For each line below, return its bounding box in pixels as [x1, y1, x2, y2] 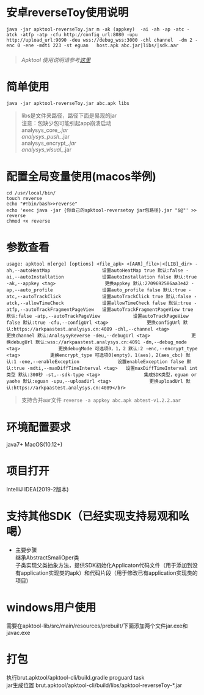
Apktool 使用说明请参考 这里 [21, 56, 91, 63]
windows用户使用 [6, 601, 97, 615]
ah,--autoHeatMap [6, 267, 51, 274]
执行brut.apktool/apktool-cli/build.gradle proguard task [6, 674, 145, 682]
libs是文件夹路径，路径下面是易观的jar [21, 112, 117, 120]
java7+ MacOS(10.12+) [6, 441, 63, 448]
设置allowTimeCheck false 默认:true [101, 300, 192, 307]
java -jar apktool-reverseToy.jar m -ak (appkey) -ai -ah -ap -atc [6, 26, 184, 33]
